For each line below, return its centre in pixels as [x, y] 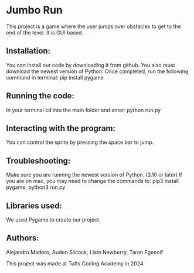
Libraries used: [34, 205]
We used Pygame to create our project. [53, 220]
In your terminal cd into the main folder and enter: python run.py [84, 110]
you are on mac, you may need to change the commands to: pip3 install [92, 181]
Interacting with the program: [61, 128]
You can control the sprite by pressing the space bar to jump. [80, 142]
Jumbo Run [35, 10]
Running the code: [40, 96]
